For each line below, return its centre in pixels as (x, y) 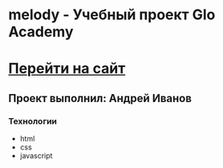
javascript (36, 156)
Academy (41, 32)
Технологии (33, 121)
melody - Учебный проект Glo (112, 15)
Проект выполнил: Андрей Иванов (100, 98)
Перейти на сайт (67, 69)
